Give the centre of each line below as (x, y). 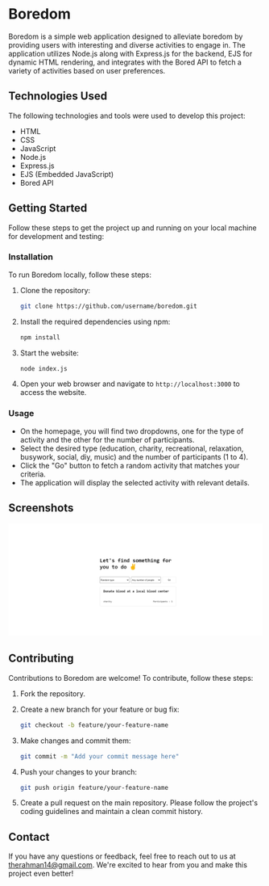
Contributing (41, 659)
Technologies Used (58, 97)
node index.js (43, 368)
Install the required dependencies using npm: (95, 321)
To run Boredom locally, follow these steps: (80, 275)
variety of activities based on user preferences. (87, 70)
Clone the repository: (55, 290)
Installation (31, 257)
